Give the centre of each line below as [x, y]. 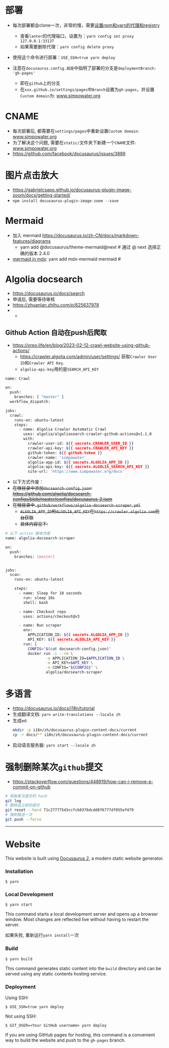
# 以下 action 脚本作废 [28, 534]
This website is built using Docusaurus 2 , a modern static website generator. [84, 858]
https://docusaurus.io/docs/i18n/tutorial [54, 708]
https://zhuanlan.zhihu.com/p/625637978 [56, 305]
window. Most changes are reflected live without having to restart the [77, 920]
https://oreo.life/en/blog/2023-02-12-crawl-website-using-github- [81, 345]
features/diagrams [32, 241]
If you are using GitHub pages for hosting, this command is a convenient [80, 1035]
